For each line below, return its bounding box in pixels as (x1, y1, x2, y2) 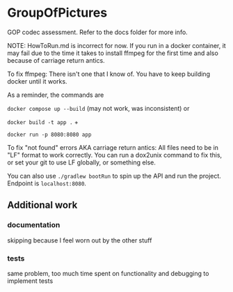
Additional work (7, 199, 78, 211)
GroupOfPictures (7, 5, 108, 21)
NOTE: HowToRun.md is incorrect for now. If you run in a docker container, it (7, 41, 226, 49)
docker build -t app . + (7, 117, 79, 126)
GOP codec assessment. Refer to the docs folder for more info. (7, 28, 188, 36)
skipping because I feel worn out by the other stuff (7, 236, 152, 245)
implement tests (7, 277, 54, 285)
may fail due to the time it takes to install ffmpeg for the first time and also (7, 49, 219, 57)
